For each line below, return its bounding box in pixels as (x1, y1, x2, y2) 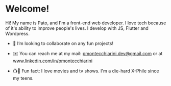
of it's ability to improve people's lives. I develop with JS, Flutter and (5, 25, 149, 31)
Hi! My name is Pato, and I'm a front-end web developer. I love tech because (5, 20, 166, 26)
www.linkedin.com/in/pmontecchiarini (12, 58, 93, 64)
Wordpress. (5, 30, 30, 36)
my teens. (12, 75, 34, 81)
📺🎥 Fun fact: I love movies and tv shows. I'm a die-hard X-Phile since (12, 68, 159, 74)
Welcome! (5, 3, 50, 15)
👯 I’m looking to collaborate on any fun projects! (12, 40, 114, 46)
